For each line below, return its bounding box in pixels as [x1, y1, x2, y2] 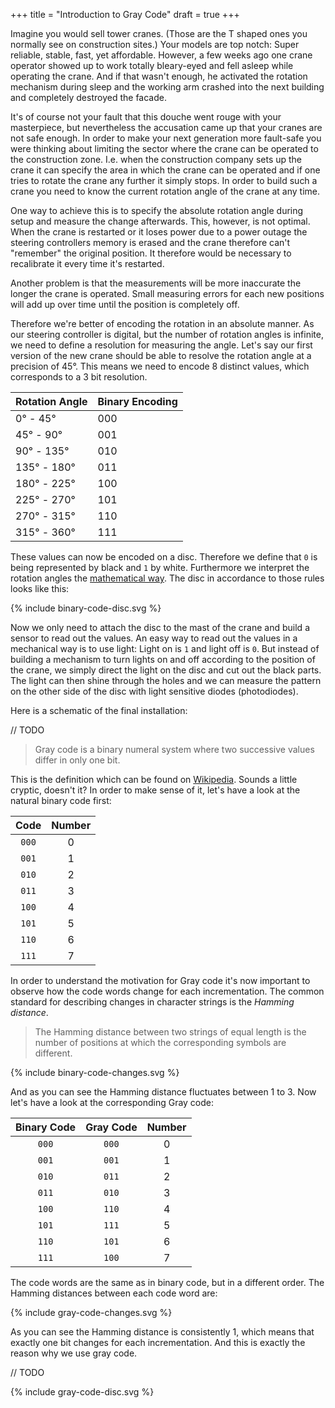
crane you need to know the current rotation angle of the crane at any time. [10, 185, 321, 197]
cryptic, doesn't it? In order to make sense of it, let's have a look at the [10, 784, 301, 796]
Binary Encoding [97, 395, 178, 408]
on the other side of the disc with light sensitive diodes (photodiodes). [10, 685, 299, 697]
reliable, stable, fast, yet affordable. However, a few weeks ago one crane [10, 49, 313, 61]
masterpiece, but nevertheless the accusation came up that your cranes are [10, 122, 323, 133]
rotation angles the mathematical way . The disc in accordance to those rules [10, 572, 325, 584]
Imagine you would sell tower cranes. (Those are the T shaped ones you [10, 28, 308, 39]
